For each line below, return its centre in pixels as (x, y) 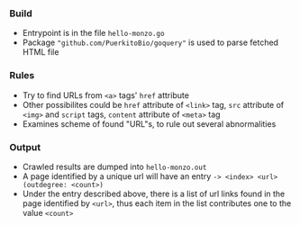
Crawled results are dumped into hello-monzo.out (114, 166)
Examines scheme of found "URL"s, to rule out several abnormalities (149, 123)
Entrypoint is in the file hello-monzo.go (93, 33)
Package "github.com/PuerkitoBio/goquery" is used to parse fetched (150, 42)
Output (25, 147)
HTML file (41, 52)
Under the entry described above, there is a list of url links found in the (154, 193)
